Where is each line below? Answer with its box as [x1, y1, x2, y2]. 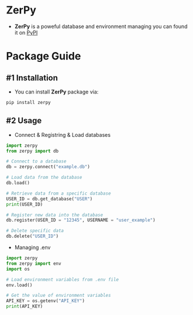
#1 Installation [6, 72, 58, 82]
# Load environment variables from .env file [6, 276, 119, 282]
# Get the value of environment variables [6, 293, 111, 299]
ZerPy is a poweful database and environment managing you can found [14, 23, 188, 30]
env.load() [6, 282, 33, 288]
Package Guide [6, 50, 81, 63]
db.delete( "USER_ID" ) [6, 233, 59, 240]
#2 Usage [6, 116, 42, 126]
